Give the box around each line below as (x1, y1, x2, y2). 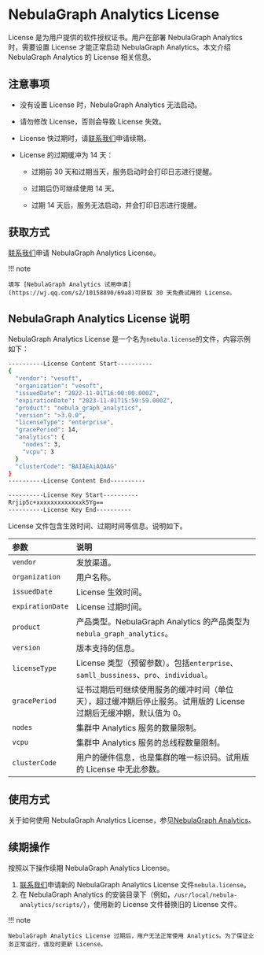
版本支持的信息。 (75, 642, 140, 653)
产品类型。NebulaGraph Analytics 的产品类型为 (75, 616, 251, 627)
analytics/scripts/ (19, 901, 84, 909)
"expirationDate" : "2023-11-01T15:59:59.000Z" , (15, 396, 174, 405)
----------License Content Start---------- (8, 360, 153, 368)
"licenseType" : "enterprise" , (15, 419, 114, 427)
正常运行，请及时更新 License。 (13, 940, 107, 948)
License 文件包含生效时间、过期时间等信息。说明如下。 (8, 521, 187, 531)
